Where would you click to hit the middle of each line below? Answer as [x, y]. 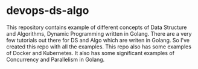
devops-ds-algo [48, 11]
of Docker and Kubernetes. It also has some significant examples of [91, 53]
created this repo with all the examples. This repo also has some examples [99, 47]
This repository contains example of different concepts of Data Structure [97, 27]
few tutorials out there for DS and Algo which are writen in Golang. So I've [98, 40]
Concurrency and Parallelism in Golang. [56, 59]
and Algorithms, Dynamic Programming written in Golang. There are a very [99, 33]
